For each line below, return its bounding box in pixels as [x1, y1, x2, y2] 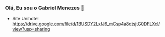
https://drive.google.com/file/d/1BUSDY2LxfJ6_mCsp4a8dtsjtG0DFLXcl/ [12, 21, 160, 27]
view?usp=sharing [12, 26, 51, 32]
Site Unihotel [12, 16, 39, 22]
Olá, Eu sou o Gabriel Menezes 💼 [5, 4, 84, 11]
